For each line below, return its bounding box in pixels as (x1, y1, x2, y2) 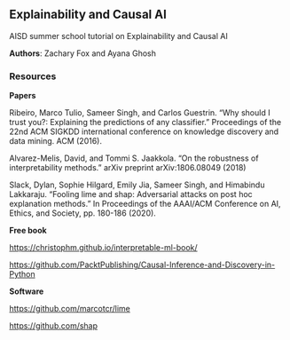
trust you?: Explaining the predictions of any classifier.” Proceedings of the (9, 117, 282, 128)
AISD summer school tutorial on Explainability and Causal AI (9, 30, 228, 41)
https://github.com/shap (9, 320, 98, 331)
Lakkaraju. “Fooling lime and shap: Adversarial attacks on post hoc (9, 189, 253, 200)
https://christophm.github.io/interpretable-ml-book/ (9, 242, 198, 253)
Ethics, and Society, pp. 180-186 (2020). (9, 208, 157, 218)
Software (9, 286, 44, 297)
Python (9, 269, 35, 280)
